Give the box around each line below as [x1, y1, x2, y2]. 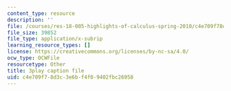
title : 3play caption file [7, 67, 85, 74]
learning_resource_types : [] [7, 42, 91, 49]
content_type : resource [7, 10, 76, 17]
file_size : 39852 [7, 29, 57, 36]
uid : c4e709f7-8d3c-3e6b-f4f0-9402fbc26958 [7, 73, 134, 81]
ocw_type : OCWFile [7, 55, 60, 62]
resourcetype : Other [7, 61, 67, 68]
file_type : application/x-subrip [7, 36, 103, 42]
